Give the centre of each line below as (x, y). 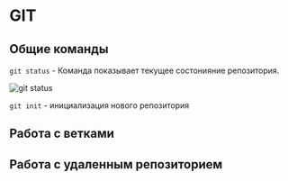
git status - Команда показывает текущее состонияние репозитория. (144, 70)
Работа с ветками (62, 134)
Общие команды (59, 49)
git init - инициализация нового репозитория (99, 105)
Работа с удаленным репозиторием (116, 164)
